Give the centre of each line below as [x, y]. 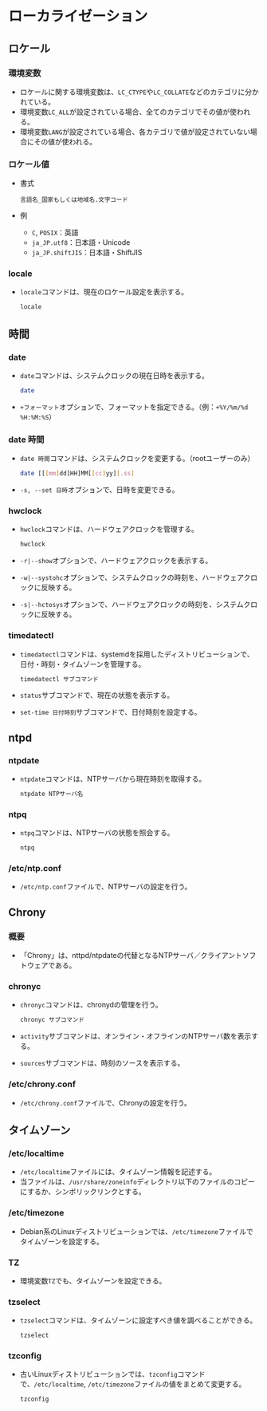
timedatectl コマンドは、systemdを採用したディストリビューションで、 [137, 654]
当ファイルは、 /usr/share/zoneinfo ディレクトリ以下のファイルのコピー [137, 1182]
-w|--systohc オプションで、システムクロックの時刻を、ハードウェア [132, 577]
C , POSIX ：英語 [55, 233]
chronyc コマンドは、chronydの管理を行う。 [91, 1005]
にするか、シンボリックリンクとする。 [82, 1192]
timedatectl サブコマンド [59, 679]
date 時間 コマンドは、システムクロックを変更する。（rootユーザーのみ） [137, 459]
